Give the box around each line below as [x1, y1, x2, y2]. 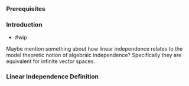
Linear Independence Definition [6, 72, 99, 81]
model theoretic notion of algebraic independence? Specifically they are [6, 52, 182, 59]
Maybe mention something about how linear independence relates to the [6, 45, 183, 52]
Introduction [6, 20, 43, 28]
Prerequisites [6, 5, 45, 13]
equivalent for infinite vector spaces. [6, 58, 96, 65]
